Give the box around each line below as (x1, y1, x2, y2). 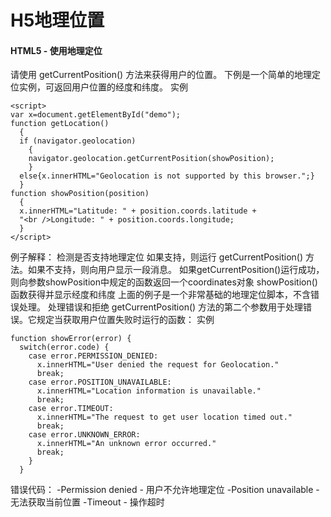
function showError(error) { (10, 334, 132, 344)
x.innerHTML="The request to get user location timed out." (36, 412, 293, 423)
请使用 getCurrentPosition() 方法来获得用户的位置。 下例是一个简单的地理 (10, 69, 313, 81)
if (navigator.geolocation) (19, 136, 137, 146)
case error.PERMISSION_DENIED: (28, 351, 159, 361)
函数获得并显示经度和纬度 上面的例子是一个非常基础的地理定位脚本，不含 (10, 289, 311, 301)
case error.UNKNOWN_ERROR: (28, 430, 141, 440)
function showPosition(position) (10, 189, 150, 199)
